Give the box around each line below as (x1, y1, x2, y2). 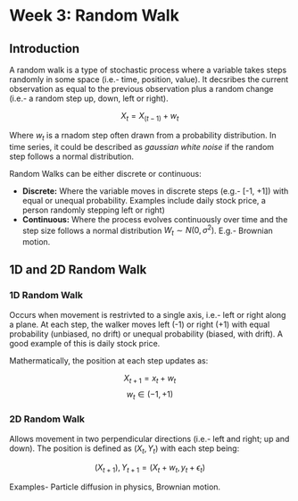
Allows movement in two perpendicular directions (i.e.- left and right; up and (9, 433, 290, 444)
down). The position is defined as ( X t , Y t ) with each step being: (9, 443, 240, 455)
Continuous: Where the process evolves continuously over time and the (21, 213, 288, 224)
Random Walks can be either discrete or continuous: (9, 168, 203, 179)
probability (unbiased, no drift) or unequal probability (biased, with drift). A (9, 328, 284, 339)
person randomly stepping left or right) (21, 205, 165, 215)
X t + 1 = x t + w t (123, 372, 177, 385)
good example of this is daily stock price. (9, 338, 161, 348)
